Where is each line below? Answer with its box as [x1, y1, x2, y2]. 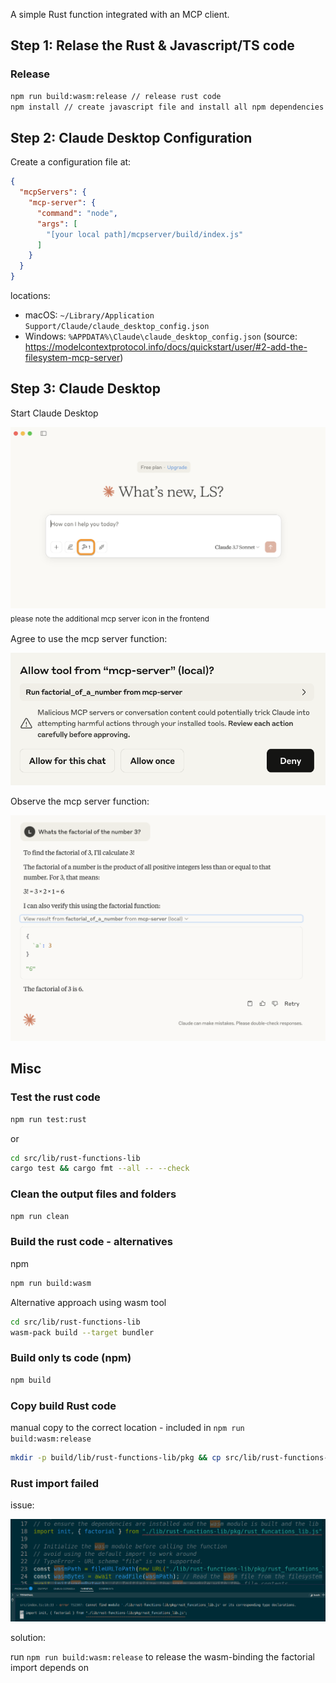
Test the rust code [10, 1090, 101, 1104]
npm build [10, 1375, 52, 1385]
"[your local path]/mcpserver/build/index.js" [46, 229, 244, 239]
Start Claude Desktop [10, 407, 99, 419]
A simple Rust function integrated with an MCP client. [10, 9, 230, 20]
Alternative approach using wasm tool [10, 1296, 167, 1308]
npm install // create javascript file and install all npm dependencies [10, 102, 325, 112]
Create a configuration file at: [10, 156, 132, 168]
